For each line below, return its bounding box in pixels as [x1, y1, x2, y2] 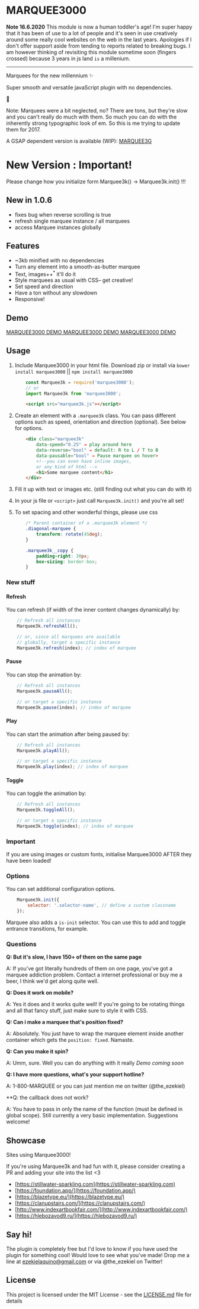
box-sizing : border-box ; [36, 559, 98, 565]
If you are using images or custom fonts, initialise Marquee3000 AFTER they [6, 851, 192, 858]
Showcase [6, 1135, 46, 1145]
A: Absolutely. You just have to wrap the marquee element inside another [6, 1030, 184, 1037]
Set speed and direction [14, 283, 73, 290]
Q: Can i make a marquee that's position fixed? [6, 1019, 123, 1026]
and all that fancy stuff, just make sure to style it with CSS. [6, 1007, 148, 1014]
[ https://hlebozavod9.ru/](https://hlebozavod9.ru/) [14, 1212, 137, 1220]
